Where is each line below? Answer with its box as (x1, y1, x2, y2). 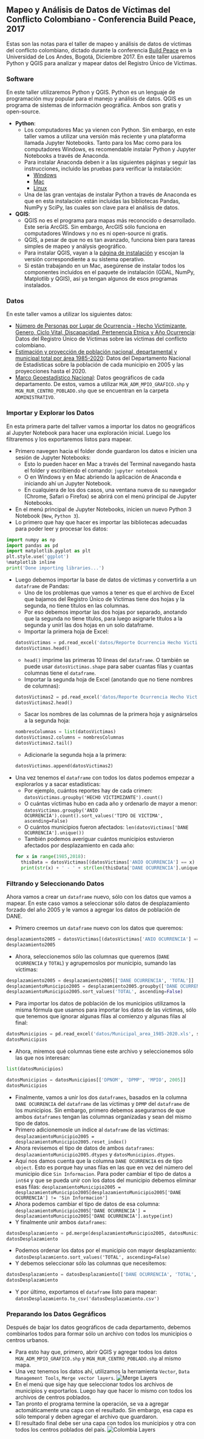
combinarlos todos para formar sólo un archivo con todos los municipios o (6, 1330, 192, 1337)
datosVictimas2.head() (15, 700, 73, 706)
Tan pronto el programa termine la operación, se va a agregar (15, 1400, 169, 1407)
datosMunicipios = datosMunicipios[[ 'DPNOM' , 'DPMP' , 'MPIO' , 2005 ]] (6, 1077, 186, 1083)
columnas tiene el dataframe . (24, 669, 96, 677)
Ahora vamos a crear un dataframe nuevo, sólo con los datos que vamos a (6, 893, 191, 900)
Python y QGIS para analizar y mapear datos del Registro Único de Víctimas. (6, 59, 197, 66)
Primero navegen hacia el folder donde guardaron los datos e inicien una (15, 447, 197, 454)
